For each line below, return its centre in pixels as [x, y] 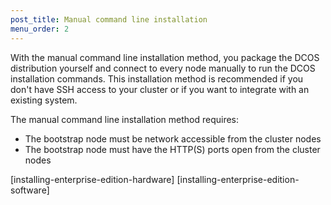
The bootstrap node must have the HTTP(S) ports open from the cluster [172, 149]
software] [30, 190]
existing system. [44, 100]
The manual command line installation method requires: [125, 119]
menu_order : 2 [40, 29]
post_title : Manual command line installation [109, 19]
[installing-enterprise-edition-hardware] [92, 179]
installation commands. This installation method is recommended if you [157, 78]
